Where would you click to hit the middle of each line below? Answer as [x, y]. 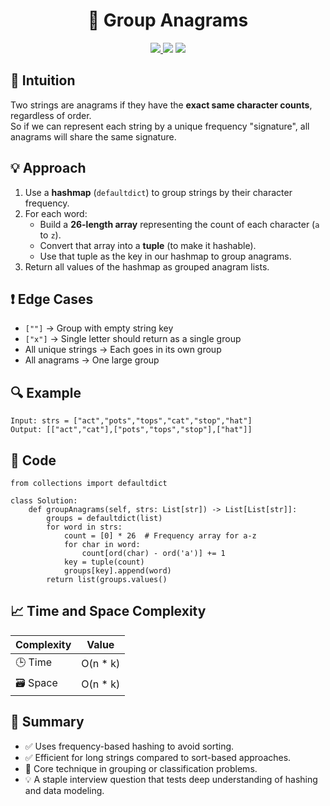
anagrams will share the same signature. [93, 136]
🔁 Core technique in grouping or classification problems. [141, 768]
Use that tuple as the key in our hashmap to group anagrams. [165, 256]
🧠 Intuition [43, 80]
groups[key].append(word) [117, 571]
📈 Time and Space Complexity [108, 611]
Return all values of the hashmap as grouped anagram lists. [147, 266]
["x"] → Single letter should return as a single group [133, 339]
